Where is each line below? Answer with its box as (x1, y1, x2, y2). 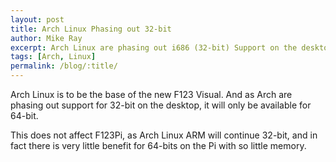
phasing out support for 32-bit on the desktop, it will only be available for (10, 99, 312, 111)
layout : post (10, 14, 65, 25)
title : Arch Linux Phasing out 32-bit (10, 24, 172, 34)
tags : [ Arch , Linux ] (10, 52, 97, 62)
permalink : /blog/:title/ (10, 61, 118, 71)
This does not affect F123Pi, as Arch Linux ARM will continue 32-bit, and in (10, 129, 318, 141)
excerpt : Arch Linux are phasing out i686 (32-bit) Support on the (10, 42, 298, 53)
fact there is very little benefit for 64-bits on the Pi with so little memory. (10, 140, 307, 151)
